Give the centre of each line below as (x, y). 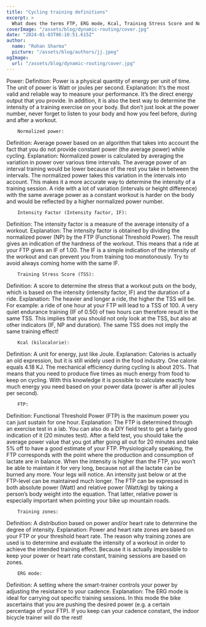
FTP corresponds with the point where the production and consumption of (100, 455)
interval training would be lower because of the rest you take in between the (102, 169)
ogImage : (17, 58)
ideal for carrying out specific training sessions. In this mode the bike (93, 598)
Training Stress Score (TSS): (56, 274)
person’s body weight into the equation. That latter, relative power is (92, 494)
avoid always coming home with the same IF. (63, 263)
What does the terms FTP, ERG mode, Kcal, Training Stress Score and (102, 23)
